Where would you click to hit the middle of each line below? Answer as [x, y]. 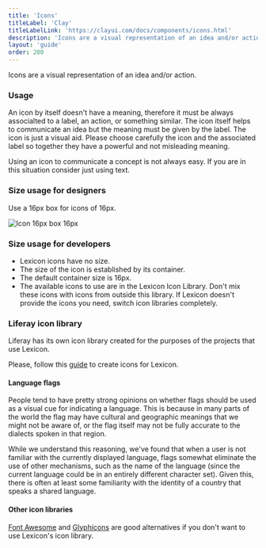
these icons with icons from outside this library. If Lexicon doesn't [127, 295]
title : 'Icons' [33, 15]
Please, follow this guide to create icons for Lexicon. [93, 364]
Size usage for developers [59, 244]
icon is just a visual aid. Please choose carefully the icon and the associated [132, 138]
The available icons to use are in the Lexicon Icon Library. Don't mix [130, 286]
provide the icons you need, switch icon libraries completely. [118, 303]
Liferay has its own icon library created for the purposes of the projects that [132, 341]
